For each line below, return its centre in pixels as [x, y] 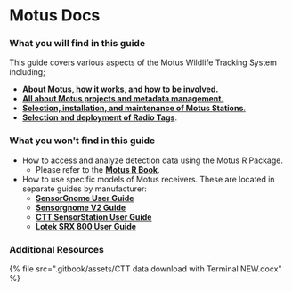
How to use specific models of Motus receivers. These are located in [148, 179]
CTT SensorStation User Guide [93, 217]
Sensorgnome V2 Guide [81, 207]
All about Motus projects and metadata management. [123, 99]
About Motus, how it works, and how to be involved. [120, 89]
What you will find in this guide [77, 44]
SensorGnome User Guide [85, 198]
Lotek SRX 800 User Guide [85, 226]
